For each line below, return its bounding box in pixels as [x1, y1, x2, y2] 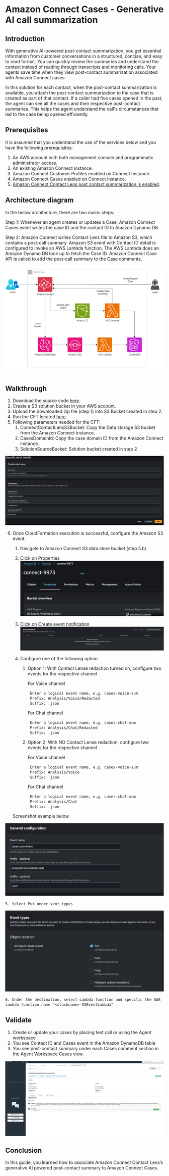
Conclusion [5, 1146, 42, 1155]
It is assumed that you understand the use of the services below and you [5, 139, 156, 145]
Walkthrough [5, 384, 47, 393]
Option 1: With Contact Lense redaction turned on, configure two [27, 665, 162, 671]
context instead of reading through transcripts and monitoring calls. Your [5, 64, 156, 70]
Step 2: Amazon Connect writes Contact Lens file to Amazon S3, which [5, 234, 152, 240]
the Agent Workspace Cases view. [12, 1051, 84, 1057]
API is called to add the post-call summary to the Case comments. [5, 256, 142, 262]
